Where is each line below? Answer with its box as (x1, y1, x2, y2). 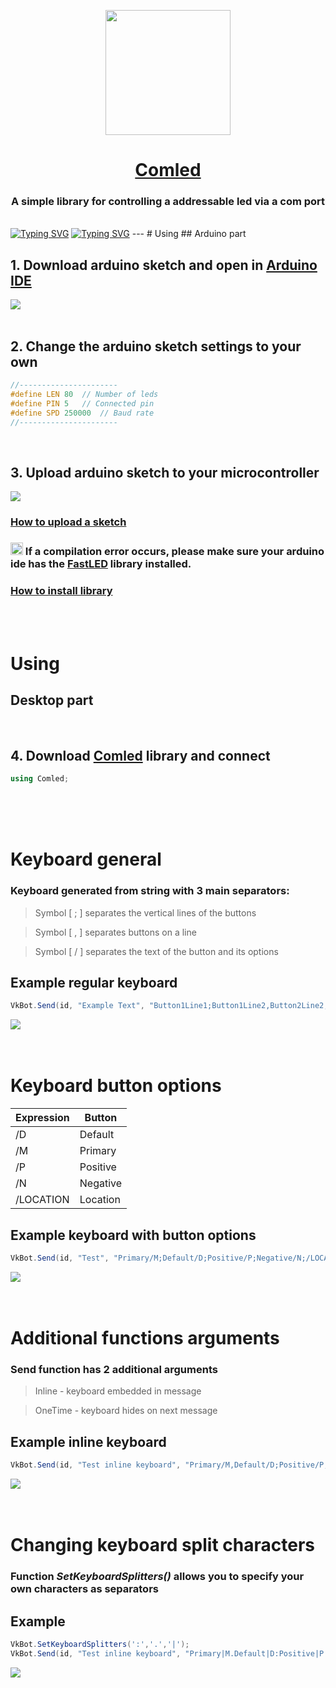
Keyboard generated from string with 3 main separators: (10, 884, 290, 898)
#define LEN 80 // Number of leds (10, 389, 159, 399)
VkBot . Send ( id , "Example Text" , (10, 1001, 145, 1011)
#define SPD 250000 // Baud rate (10, 408, 155, 418)
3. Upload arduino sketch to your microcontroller (10, 464, 320, 481)
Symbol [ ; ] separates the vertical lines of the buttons (34, 906, 257, 919)
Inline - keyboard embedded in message (34, 1385, 202, 1397)
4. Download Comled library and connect (10, 747, 271, 764)
